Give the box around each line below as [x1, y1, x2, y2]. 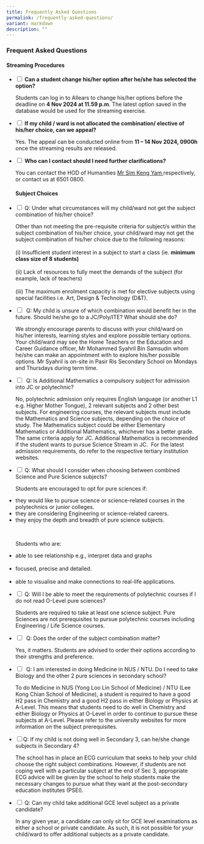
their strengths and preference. [15, 653, 94, 660]
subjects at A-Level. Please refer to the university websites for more [15, 716, 186, 723]
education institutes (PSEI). [15, 786, 84, 794]
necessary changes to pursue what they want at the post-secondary [15, 780, 188, 787]
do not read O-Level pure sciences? [15, 597, 106, 604]
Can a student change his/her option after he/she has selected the [24, 76, 197, 83]
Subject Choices [15, 189, 59, 197]
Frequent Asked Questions [6, 47, 87, 55]
